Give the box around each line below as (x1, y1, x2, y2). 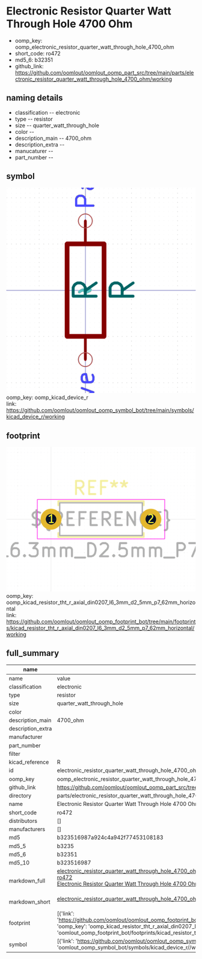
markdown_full (8, 877, 46, 884)
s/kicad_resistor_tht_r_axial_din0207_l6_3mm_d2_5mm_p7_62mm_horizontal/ (6, 624, 195, 632)
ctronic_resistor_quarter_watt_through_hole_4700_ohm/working (14, 75, 173, 83)
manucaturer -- (14, 147, 54, 154)
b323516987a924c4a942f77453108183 (57, 834, 164, 841)
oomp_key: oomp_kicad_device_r (6, 394, 89, 401)
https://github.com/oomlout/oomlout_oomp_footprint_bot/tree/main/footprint (6, 618, 196, 625)
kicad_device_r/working (6, 413, 65, 420)
